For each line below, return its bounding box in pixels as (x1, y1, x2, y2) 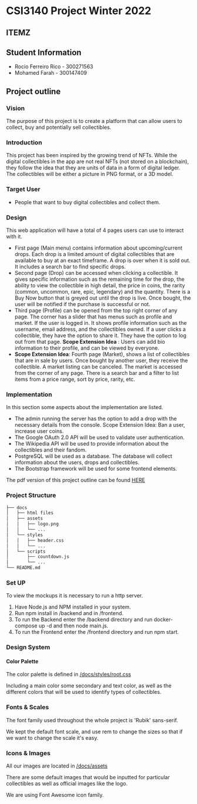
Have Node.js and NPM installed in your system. (14, 603, 131, 610)
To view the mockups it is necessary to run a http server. (6, 592, 143, 599)
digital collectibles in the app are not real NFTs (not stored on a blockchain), (6, 158, 189, 165)
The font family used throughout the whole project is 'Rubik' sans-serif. (6, 716, 178, 723)
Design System (6, 643, 50, 652)
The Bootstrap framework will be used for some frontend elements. (14, 465, 178, 472)
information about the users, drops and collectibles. (14, 459, 140, 466)
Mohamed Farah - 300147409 (14, 69, 87, 77)
